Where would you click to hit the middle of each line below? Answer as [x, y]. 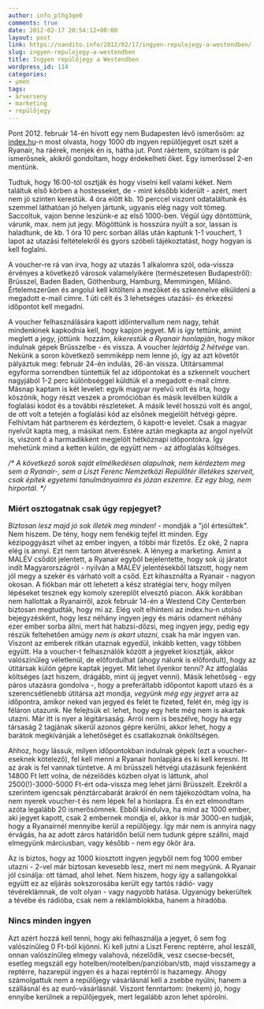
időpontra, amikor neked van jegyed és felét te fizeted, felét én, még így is [128, 702]
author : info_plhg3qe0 [45, 15]
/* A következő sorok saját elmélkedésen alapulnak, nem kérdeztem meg [127, 463]
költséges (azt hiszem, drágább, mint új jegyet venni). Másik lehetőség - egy [132, 677]
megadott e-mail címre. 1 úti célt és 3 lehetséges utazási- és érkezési [121, 298]
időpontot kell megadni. [46, 306]
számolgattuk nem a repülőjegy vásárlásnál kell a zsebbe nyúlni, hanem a [127, 980]
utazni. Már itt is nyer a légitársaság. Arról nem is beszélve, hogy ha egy [125, 718]
